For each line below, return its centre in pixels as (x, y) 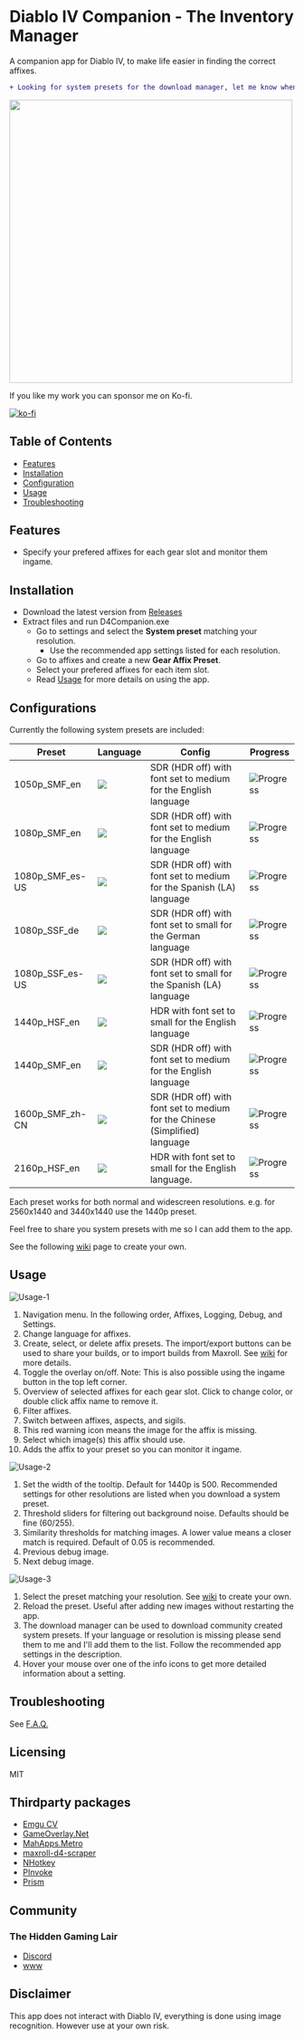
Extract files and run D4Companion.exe (96, 621)
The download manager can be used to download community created (152, 1625)
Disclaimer (40, 1994)
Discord (37, 1956)
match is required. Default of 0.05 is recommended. (119, 1542)
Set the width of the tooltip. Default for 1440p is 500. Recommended (150, 1484)
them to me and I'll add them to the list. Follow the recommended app (152, 1644)
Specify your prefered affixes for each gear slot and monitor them (145, 552)
